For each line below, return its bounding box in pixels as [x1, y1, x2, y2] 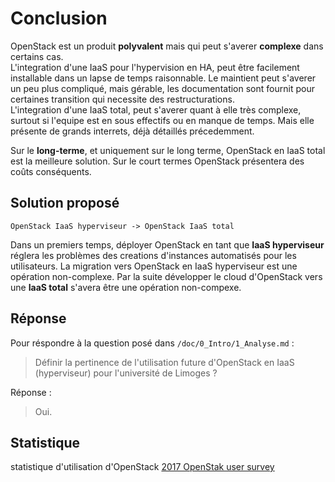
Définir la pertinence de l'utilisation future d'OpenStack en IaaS [34, 356, 295, 368]
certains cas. [10, 50, 64, 62]
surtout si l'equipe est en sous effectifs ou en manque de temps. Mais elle [10, 114, 315, 126]
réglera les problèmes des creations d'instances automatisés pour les [10, 249, 297, 261]
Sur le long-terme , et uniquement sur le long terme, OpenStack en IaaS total [10, 144, 326, 156]
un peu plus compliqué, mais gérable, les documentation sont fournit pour [10, 82, 315, 94]
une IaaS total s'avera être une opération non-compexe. [10, 281, 242, 293]
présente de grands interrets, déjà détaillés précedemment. [10, 125, 255, 137]
